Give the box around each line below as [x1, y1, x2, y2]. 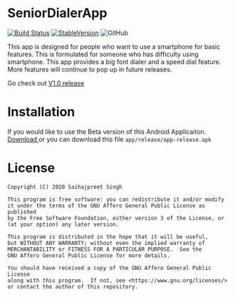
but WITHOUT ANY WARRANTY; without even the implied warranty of [7, 239, 205, 246]
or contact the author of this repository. [7, 283, 139, 290]
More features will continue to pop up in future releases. [7, 65, 172, 73]
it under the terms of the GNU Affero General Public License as [7, 202, 205, 209]
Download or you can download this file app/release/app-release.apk [7, 135, 211, 143]
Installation [7, 104, 75, 120]
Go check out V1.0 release [7, 78, 85, 87]
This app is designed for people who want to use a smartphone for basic [7, 42, 221, 51]
